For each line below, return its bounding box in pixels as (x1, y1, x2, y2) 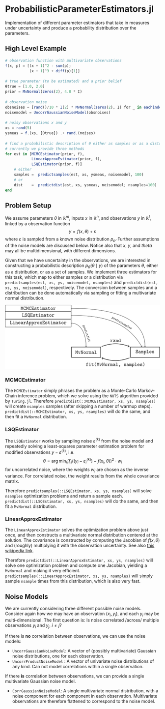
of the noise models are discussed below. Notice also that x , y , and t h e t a (5, 242, 152, 248)
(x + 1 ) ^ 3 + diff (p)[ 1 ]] (29, 68, 80, 73)
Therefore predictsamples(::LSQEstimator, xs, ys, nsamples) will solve (5, 488, 152, 494)
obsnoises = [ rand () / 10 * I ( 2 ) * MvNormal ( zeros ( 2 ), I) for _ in (5, 105, 142, 110)
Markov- (137, 387, 155, 394)
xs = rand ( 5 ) (5, 125, 32, 131)
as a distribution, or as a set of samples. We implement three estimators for (5, 269, 157, 275)
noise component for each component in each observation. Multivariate (12, 693, 158, 699)
